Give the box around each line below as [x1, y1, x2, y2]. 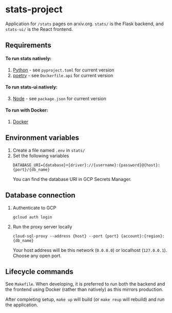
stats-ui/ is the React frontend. [5, 26, 73, 32]
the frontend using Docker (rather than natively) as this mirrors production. [5, 286, 163, 292]
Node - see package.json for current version [12, 95, 106, 101]
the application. [5, 302, 39, 308]
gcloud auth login [12, 214, 52, 219]
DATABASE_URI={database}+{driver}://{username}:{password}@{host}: [12, 162, 160, 168]
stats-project [5, 4, 63, 15]
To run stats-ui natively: [5, 84, 58, 90]
